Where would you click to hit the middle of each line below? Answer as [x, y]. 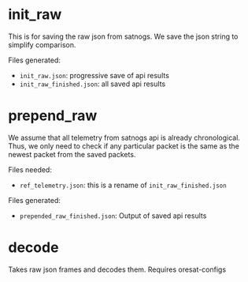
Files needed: [30, 169]
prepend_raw [53, 116]
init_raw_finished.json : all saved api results [93, 84]
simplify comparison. [42, 44]
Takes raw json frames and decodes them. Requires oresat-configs [117, 269]
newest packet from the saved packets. [72, 154]
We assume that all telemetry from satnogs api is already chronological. [124, 137]
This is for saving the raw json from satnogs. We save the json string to [123, 36]
